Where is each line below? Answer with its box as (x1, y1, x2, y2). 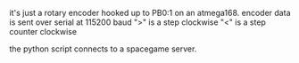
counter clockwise (9, 27, 78, 36)
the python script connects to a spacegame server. (9, 43, 197, 54)
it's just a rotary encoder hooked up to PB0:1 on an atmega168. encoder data (9, 8, 291, 18)
